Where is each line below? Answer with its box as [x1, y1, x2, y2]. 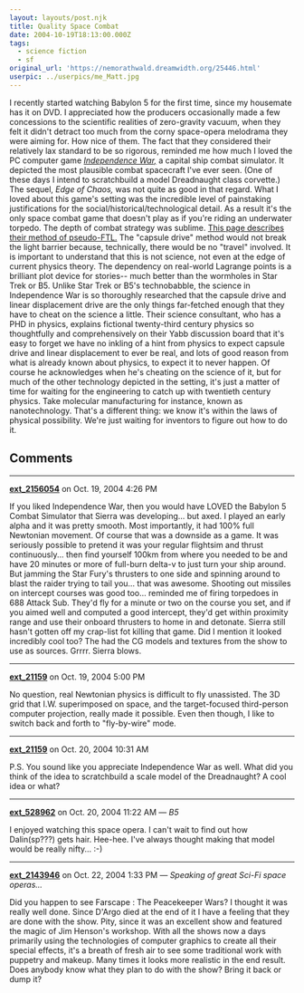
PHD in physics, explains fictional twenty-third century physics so [9, 318, 255, 329]
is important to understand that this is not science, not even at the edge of [9, 251, 286, 262]
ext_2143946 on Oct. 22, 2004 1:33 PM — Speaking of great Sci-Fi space [9, 869, 287, 880]
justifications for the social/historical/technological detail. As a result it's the [9, 203, 292, 214]
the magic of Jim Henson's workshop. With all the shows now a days [9, 925, 267, 936]
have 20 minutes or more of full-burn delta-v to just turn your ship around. [9, 558, 287, 569]
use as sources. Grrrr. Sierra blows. [9, 645, 142, 656]
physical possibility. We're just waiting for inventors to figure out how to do [9, 414, 288, 426]
